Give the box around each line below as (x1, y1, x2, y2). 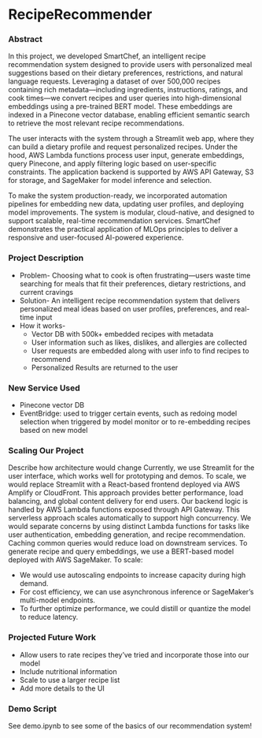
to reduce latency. (19, 613, 79, 622)
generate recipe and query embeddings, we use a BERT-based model (8, 546, 234, 557)
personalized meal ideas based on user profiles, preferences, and (19, 304, 234, 313)
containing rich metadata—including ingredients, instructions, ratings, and (8, 85, 248, 95)
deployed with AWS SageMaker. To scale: (8, 555, 143, 565)
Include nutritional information (19, 666, 117, 676)
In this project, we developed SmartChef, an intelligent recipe (8, 51, 206, 61)
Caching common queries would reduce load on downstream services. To (8, 539, 248, 548)
